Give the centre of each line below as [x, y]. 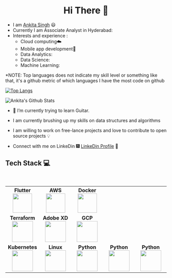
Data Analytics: [36, 54]
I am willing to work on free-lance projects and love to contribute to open [90, 130]
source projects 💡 [31, 136]
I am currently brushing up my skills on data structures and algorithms [87, 120]
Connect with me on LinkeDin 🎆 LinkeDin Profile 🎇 [66, 146]
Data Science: [35, 60]
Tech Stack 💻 [28, 163]
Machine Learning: [40, 65]
